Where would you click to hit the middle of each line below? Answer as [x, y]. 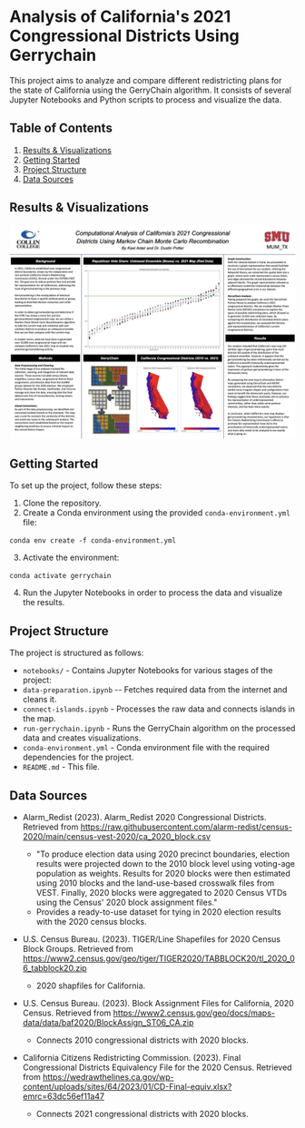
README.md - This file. [61, 767]
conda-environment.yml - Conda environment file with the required [146, 748]
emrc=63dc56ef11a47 [63, 1096]
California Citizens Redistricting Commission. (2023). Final [132, 1058]
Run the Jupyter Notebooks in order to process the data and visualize [152, 593]
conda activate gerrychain [60, 576]
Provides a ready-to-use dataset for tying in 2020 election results [158, 912]
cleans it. [39, 700]
